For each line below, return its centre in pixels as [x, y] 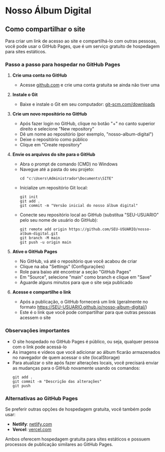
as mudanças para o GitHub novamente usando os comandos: [76, 368]
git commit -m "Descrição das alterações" [57, 381]
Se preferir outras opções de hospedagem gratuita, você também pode [78, 409]
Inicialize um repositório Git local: [54, 188]
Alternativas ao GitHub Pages [41, 398]
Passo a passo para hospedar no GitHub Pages [63, 64]
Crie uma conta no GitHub [40, 75]
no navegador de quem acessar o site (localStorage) [66, 357]
